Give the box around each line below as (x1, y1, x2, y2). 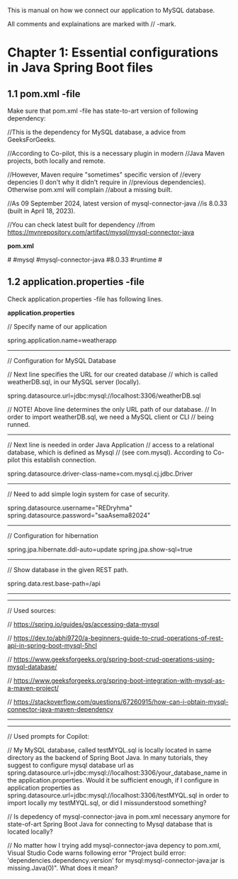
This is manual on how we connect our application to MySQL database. (7, 6, 215, 14)
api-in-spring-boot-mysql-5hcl (7, 641, 98, 649)
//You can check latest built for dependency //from (7, 220, 156, 229)
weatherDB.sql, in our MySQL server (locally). (7, 377, 141, 386)
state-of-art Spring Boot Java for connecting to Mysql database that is (7, 819, 213, 828)
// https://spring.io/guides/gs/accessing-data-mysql (7, 620, 159, 628)
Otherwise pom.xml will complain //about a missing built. (7, 186, 173, 194)
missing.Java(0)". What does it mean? (7, 863, 118, 872)
